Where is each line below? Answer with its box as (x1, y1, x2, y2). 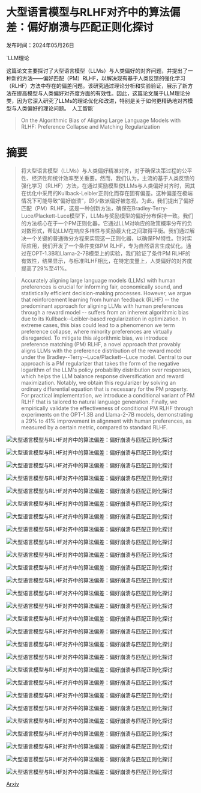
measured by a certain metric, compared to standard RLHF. (20, 423, 168, 430)
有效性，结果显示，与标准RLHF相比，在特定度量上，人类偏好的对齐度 (20, 257, 193, 265)
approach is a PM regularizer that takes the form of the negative (20, 360, 179, 367)
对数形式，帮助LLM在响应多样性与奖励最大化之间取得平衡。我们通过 (20, 227, 190, 234)
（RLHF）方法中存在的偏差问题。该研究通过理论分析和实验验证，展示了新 (6, 82, 188, 89)
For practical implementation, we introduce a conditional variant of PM (20, 391, 195, 399)
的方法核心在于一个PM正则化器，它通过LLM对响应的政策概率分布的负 (20, 219, 193, 227)
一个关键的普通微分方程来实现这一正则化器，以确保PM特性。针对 (26, 234, 187, 242)
